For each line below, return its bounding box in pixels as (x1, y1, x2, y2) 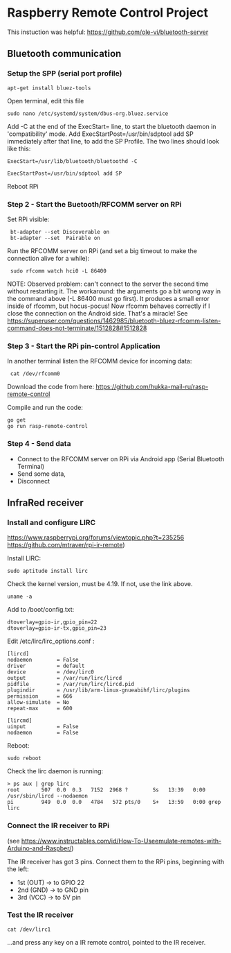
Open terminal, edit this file (7, 96, 84, 105)
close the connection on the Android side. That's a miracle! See (7, 309, 188, 317)
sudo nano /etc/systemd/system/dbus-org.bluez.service (7, 110, 169, 117)
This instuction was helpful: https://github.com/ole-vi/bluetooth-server (7, 28, 209, 36)
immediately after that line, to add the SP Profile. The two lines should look (7, 137, 219, 145)
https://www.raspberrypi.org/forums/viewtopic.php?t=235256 (7, 533, 185, 542)
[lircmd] (7, 717, 33, 724)
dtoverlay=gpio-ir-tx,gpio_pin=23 (7, 625, 107, 632)
